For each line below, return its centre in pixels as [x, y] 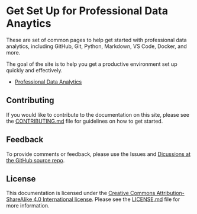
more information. [28, 206]
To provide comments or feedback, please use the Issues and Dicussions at [98, 154]
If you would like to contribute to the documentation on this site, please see [98, 114]
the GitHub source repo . [35, 160]
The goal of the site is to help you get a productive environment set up [92, 64]
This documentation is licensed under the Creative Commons [81, 193]
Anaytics [29, 23]
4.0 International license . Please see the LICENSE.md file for [107, 199]
